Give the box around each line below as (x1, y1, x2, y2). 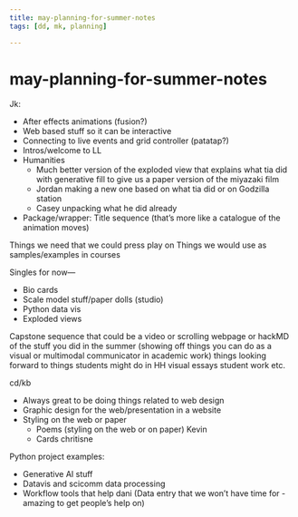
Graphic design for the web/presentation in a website (22, 405, 222, 415)
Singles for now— (9, 267, 76, 278)
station (35, 193, 62, 204)
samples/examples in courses (9, 249, 120, 260)
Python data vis (22, 304, 82, 315)
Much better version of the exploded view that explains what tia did (35, 164, 288, 175)
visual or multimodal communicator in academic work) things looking (9, 350, 267, 361)
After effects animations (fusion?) (22, 116, 148, 127)
